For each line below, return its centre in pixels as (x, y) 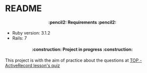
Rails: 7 (19, 38)
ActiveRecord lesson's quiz (33, 65)
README (24, 9)
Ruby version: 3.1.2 (31, 33)
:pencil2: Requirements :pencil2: (82, 22)
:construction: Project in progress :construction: (82, 49)
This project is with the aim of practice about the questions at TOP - (73, 60)
